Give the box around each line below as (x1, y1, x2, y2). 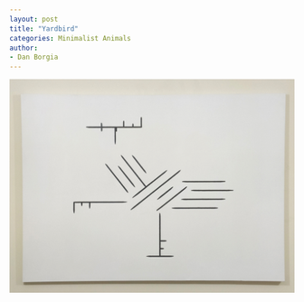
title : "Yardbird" (9, 24, 79, 33)
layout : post (9, 14, 59, 24)
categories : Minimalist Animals (9, 33, 131, 42)
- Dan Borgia (9, 52, 59, 62)
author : (9, 43, 39, 52)
